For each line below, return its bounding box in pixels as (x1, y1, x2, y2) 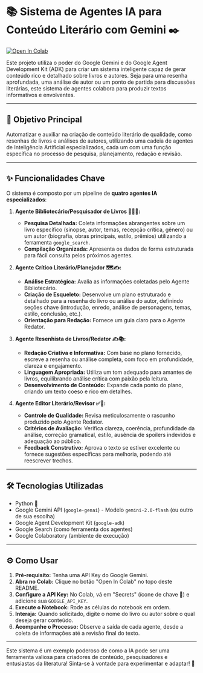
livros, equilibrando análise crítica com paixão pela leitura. (24, 374, 169, 382)
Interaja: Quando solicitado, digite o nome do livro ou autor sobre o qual (14, 610, 195, 618)
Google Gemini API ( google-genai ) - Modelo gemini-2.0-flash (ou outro (14, 506, 193, 513)
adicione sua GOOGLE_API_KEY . (14, 597, 88, 604)
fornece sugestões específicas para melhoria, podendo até (24, 450, 172, 458)
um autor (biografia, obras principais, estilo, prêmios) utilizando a (24, 232, 187, 240)
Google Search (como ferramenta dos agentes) (14, 526, 133, 533)
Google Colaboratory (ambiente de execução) (14, 532, 130, 539)
